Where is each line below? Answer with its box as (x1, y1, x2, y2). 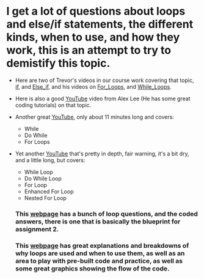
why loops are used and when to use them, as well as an (15, 249, 185, 258)
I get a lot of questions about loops (6, 4, 186, 18)
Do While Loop (24, 174, 62, 182)
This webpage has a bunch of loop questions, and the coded (15, 209, 199, 218)
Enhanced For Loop (24, 188, 74, 195)
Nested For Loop (24, 194, 67, 201)
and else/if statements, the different (6, 17, 194, 31)
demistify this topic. (6, 56, 111, 70)
